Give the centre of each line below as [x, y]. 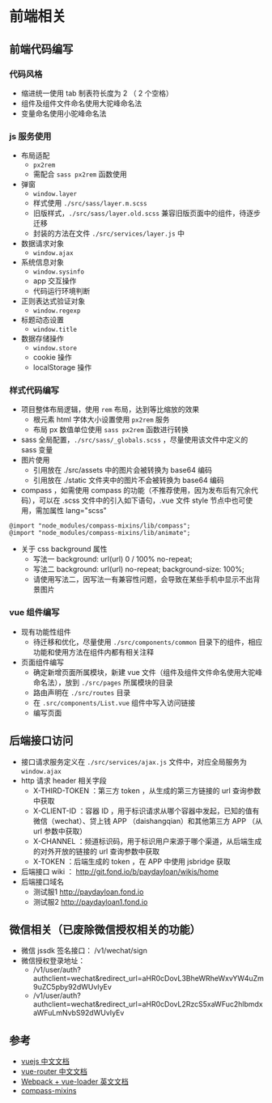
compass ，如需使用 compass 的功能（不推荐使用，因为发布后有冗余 [136, 490]
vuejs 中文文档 [45, 1062]
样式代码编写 [34, 391]
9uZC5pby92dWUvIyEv [72, 987]
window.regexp [57, 311]
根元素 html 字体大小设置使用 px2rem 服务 [101, 420]
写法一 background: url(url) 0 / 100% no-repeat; [113, 559]
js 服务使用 [30, 136]
